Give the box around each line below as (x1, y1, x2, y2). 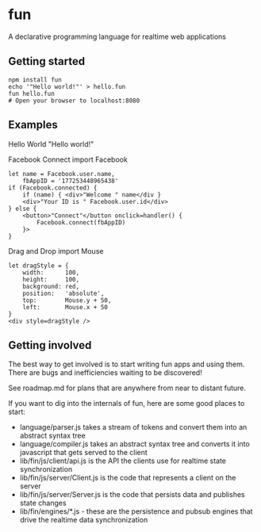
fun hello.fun (8, 90, 56, 98)
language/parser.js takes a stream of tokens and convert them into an (19, 423, 248, 432)
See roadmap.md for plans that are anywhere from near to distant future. (8, 383, 247, 393)
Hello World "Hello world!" (8, 139, 94, 148)
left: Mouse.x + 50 (22, 303, 109, 311)
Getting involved (8, 339, 92, 352)
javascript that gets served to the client (19, 448, 148, 457)
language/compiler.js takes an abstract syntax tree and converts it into (19, 439, 250, 449)
